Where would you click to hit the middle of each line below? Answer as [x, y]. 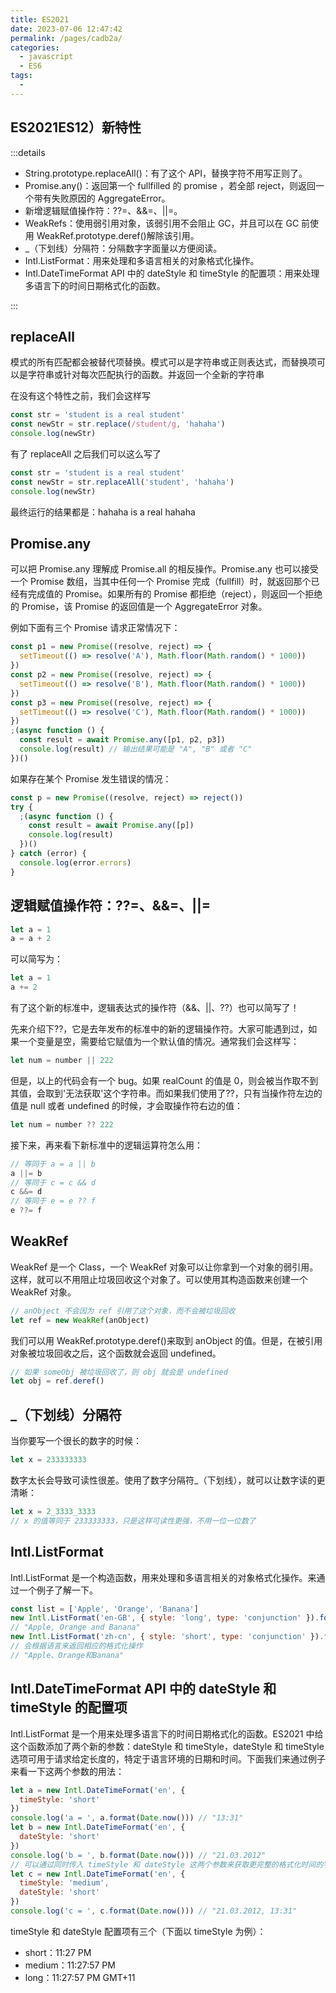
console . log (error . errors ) [75, 862]
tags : [21, 76]
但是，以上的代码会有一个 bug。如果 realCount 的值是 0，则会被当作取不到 [164, 1080]
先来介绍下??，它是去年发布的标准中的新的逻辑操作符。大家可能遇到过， [159, 1029]
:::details [28, 152]
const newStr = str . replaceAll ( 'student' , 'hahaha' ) [122, 482]
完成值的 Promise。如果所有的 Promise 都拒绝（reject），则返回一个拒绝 [175, 594]
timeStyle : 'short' [60, 1799]
